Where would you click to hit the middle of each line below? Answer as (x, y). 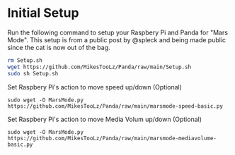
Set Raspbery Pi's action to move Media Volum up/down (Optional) (105, 119)
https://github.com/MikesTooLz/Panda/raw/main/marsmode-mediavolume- (112, 138)
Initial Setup (43, 13)
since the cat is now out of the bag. (59, 47)
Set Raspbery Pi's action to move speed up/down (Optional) (95, 87)
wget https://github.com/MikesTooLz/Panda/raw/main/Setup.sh (99, 67)
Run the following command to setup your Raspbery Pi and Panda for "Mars (118, 32)
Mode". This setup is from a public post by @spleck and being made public (117, 39)
